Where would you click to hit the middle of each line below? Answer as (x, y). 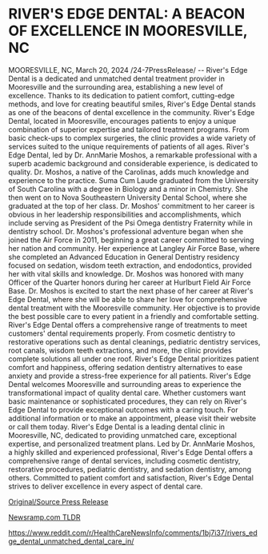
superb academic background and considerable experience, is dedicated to (133, 163)
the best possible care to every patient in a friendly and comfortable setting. (134, 316)
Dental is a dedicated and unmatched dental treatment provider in (117, 78)
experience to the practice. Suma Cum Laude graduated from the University (133, 180)
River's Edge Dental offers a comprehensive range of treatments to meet (128, 325)
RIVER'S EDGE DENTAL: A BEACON (127, 14)
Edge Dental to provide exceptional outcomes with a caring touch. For (123, 409)
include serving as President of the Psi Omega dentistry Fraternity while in (131, 223)
